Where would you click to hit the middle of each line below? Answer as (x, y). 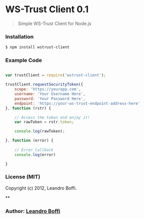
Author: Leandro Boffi (33, 211)
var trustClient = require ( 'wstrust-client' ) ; (56, 75)
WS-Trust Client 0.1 (47, 9)
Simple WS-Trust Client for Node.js (55, 23)
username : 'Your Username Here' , (50, 94)
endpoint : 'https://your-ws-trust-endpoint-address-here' (77, 103)
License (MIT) (23, 177)
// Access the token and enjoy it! (52, 117)
